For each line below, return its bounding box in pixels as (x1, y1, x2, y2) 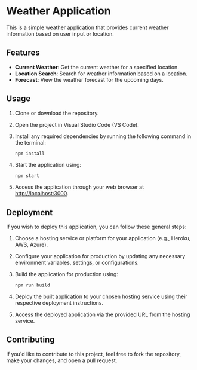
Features (6, 48, 40, 58)
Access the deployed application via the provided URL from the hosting (14, 311, 190, 318)
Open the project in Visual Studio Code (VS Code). (14, 121, 139, 128)
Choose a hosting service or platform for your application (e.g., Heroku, (14, 235, 191, 242)
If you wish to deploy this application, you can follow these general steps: (6, 223, 187, 231)
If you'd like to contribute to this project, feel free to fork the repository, (6, 350, 181, 357)
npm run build (14, 282, 50, 288)
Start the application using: (14, 161, 82, 169)
